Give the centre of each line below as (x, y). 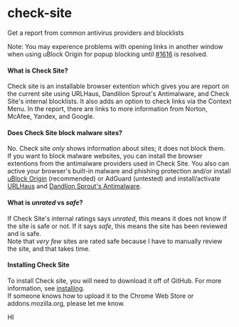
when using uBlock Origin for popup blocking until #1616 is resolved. (108, 54)
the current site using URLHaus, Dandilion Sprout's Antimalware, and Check (118, 94)
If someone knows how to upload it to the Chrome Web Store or (101, 296)
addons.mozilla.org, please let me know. (66, 303)
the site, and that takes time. (49, 248)
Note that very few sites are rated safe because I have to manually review (115, 241)
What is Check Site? (38, 70)
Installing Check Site (38, 265)
